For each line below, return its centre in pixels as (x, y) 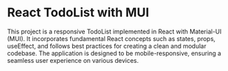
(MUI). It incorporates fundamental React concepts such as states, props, (111, 38)
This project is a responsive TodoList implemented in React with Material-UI (114, 31)
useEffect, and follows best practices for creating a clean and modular (107, 46)
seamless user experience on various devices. (73, 60)
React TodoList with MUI (78, 13)
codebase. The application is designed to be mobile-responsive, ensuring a (114, 53)
